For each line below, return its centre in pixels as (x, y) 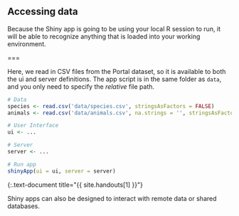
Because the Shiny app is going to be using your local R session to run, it (114, 28)
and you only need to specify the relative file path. (81, 86)
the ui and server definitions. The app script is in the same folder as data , (115, 79)
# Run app (22, 164)
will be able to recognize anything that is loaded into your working (104, 36)
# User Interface (33, 126)
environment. (27, 44)
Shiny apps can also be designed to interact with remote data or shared (112, 198)
